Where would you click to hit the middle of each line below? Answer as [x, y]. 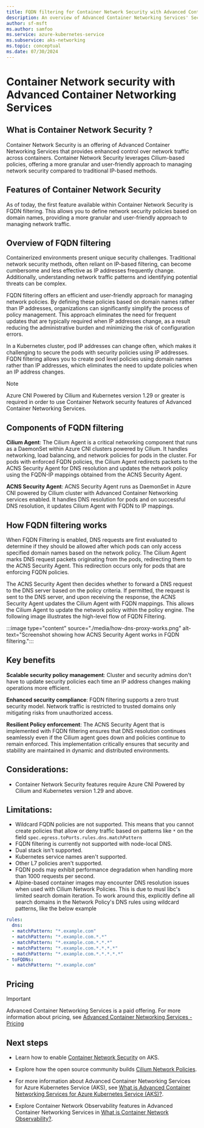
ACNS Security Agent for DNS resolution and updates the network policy [97, 468]
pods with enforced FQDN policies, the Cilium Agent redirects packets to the [102, 462]
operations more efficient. [39, 688]
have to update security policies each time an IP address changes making [99, 681]
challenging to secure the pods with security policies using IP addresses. [98, 353]
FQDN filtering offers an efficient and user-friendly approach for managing [100, 296]
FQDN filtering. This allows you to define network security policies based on [102, 211]
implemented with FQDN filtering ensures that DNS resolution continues [96, 731]
